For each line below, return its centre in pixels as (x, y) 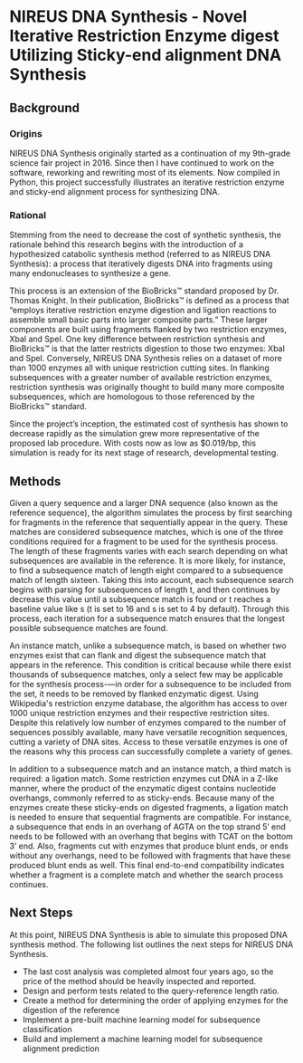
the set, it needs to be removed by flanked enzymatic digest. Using (134, 694)
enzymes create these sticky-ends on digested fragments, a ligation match (149, 807)
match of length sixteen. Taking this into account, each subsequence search (151, 579)
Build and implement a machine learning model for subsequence (142, 1039)
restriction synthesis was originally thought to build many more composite (147, 388)
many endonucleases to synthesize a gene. (90, 273)
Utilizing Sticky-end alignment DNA (146, 55)
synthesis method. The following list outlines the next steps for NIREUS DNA (151, 944)
